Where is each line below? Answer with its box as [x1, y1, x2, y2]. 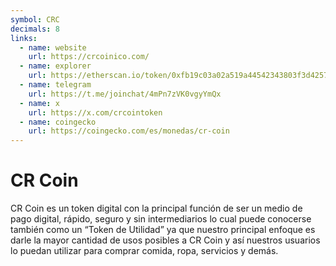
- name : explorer [19, 61, 92, 71]
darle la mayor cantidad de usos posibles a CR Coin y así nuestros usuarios [10, 234, 321, 246]
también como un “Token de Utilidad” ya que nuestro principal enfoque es [10, 224, 316, 236]
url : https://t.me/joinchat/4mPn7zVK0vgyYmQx [28, 89, 222, 99]
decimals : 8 [10, 24, 60, 34]
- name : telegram [19, 80, 92, 90]
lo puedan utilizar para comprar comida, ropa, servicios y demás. [10, 245, 279, 257]
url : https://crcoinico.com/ [28, 52, 150, 62]
